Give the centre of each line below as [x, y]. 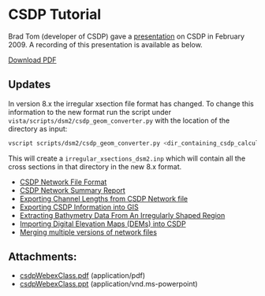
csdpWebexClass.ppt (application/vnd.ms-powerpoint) [109, 284]
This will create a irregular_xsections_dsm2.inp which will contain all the [127, 158]
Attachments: [43, 257]
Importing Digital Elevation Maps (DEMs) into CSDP [103, 224]
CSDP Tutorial [55, 15]
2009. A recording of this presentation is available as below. [105, 44]
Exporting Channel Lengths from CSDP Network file [103, 198]
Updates [30, 85]
